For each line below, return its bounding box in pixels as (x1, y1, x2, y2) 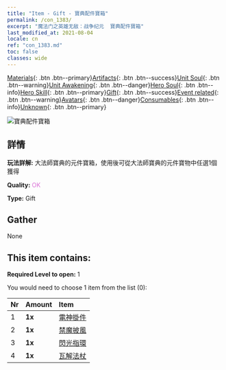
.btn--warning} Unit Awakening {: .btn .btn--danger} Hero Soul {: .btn (7, 80, 196, 89)
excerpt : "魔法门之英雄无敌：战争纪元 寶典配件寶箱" (7, 23, 145, 30)
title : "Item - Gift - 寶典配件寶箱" (7, 10, 109, 17)
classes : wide (7, 55, 48, 62)
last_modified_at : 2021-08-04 (7, 29, 94, 36)
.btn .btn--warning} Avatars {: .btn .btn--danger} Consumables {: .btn (7, 95, 197, 104)
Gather (7, 213, 38, 225)
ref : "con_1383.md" (7, 42, 63, 49)
